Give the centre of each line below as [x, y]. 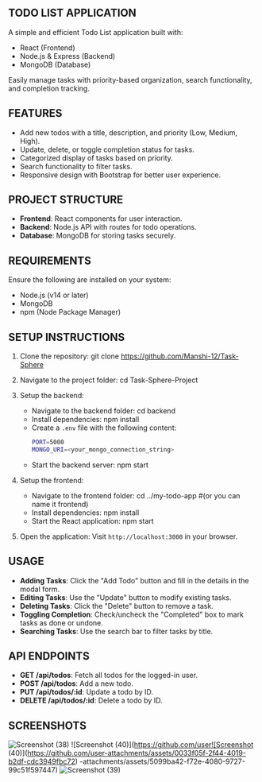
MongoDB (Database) [55, 64]
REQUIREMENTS [50, 260]
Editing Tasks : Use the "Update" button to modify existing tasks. [125, 597]
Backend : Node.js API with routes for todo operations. [108, 227]
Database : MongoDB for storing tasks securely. [98, 236]
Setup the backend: [52, 396]
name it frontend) [60, 504]
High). [30, 141]
